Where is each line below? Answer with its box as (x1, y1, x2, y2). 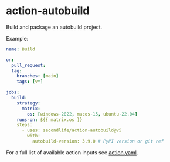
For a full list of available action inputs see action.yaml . (6, 148, 138, 156)
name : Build (6, 46, 35, 52)
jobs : (6, 89, 19, 95)
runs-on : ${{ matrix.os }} (16, 116, 83, 123)
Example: (6, 35, 29, 42)
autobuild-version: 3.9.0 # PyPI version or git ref (32, 139, 164, 144)
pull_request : (11, 62, 46, 68)
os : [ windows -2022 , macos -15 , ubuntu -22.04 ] (27, 111, 138, 117)
